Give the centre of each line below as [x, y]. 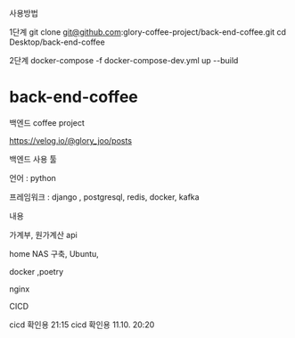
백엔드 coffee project [47, 122]
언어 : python [33, 177]
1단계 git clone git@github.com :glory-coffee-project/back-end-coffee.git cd [148, 32]
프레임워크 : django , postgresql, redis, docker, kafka [104, 197]
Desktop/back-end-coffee [57, 42]
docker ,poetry [37, 271]
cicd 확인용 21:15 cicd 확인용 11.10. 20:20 [82, 325]
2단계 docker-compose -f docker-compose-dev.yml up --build [124, 60]
